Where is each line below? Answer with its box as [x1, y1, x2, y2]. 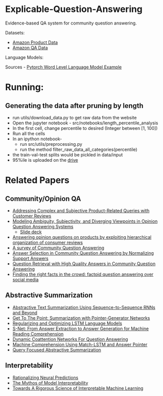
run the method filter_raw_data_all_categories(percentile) [19, 146, 137, 152]
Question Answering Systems [12, 223, 73, 229]
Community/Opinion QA [5, 194, 81, 203]
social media [12, 276, 39, 283]
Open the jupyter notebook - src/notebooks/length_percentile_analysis [12, 120, 158, 126]
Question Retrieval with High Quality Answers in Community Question [12, 261, 156, 267]
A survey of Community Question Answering [12, 245, 104, 251]
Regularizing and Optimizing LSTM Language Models [12, 320, 122, 326]
